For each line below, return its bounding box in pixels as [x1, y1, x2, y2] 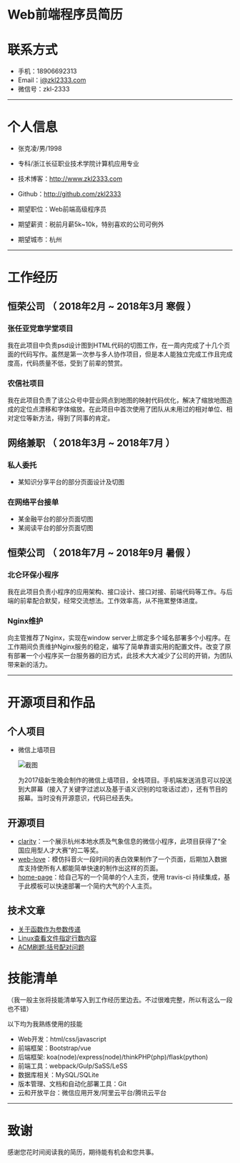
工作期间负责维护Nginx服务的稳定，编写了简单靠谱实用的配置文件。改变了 [7, 642, 225, 651]
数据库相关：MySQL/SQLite [17, 1070, 99, 1079]
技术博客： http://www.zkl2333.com [17, 174, 123, 183]
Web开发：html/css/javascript [17, 1034, 107, 1043]
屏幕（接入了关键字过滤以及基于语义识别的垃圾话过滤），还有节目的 [30, 785, 228, 794]
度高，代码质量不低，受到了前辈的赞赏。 [7, 359, 126, 367]
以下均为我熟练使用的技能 [7, 1019, 83, 1028]
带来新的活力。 [7, 660, 51, 669]
